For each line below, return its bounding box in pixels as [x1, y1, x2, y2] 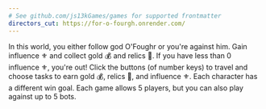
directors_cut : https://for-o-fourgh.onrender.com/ [8, 19, 185, 27]
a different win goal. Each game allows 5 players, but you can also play [8, 82, 244, 93]
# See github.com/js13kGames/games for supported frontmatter [8, 11, 222, 20]
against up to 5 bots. [8, 91, 77, 101]
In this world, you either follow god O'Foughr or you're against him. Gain [8, 41, 247, 51]
